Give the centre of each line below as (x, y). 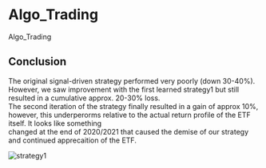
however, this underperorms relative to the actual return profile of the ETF (130, 115)
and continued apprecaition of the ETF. (73, 140)
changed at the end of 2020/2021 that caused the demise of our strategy (129, 131)
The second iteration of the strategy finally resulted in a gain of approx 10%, (133, 106)
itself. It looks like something (55, 123)
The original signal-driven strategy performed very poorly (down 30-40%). (132, 80)
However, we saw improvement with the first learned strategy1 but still (124, 89)
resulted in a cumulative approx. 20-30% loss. (84, 98)
